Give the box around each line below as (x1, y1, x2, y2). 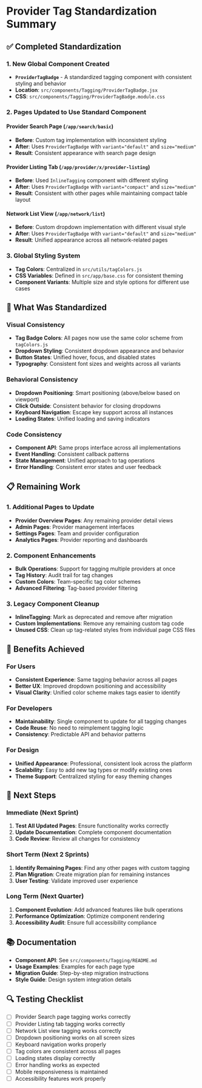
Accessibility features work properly (15, 1075, 106, 1083)
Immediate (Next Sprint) (6, 808, 79, 816)
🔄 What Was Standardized (6, 303, 107, 313)
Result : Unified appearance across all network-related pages (15, 236, 168, 244)
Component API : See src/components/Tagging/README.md (15, 956, 157, 963)
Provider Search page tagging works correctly (15, 1013, 131, 1021)
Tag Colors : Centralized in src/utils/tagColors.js (15, 265, 143, 273)
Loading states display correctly (15, 1054, 96, 1061)
